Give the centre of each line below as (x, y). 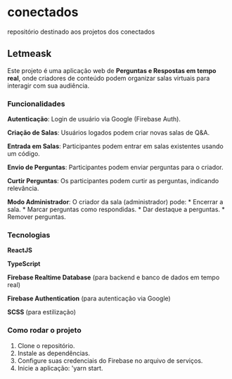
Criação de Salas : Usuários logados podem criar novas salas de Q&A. (109, 133)
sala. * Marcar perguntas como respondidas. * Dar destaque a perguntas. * (116, 210)
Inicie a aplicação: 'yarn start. (60, 368)
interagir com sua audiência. (49, 86)
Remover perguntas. (37, 217)
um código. (24, 154)
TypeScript (24, 264)
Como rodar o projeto (45, 331)
